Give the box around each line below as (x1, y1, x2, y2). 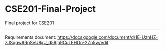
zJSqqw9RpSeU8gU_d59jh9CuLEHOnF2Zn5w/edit (5, 39, 109, 45)
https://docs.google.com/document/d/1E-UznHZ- (57, 34, 158, 40)
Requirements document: (5, 34, 57, 40)
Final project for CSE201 (5, 20, 54, 26)
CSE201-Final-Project (5, 3, 96, 15)
